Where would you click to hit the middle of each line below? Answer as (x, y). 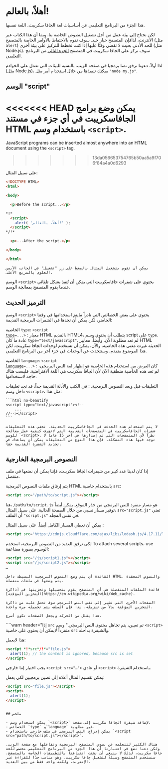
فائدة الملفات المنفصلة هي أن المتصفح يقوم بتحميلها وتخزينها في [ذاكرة (83, 589)
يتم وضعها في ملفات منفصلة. (35, 581)
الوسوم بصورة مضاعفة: (27, 549)
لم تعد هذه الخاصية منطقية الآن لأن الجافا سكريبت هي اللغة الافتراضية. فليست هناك (82, 371)
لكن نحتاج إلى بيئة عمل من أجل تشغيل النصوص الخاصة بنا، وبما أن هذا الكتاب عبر (80, 34)
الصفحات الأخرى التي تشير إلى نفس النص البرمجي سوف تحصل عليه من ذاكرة (81, 603)
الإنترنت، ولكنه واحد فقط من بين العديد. (48, 762)
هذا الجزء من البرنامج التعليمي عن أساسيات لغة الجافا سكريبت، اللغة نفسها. (75, 25)
